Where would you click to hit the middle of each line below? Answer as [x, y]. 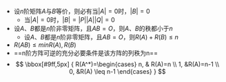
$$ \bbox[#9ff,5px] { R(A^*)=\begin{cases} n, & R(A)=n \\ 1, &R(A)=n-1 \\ [117, 64]
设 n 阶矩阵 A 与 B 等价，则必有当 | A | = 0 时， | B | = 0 [82, 11]
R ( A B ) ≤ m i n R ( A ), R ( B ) [45, 45]
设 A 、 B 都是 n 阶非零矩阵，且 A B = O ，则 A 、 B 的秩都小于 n [93, 29]
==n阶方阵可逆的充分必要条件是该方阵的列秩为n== [86, 53]
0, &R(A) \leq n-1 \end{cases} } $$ [117, 72]
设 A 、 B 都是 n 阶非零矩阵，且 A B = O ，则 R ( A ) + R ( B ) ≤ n [101, 37]
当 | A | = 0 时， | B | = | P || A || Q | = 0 [69, 20]
